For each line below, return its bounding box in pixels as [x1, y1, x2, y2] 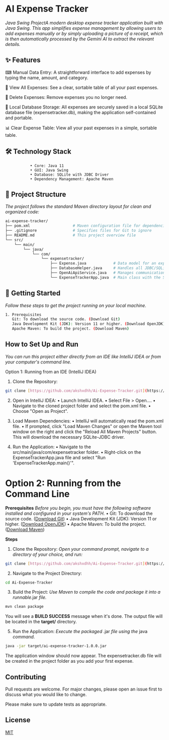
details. [5, 41, 21, 47]
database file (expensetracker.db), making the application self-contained [5, 109, 156, 115]
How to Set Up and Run [5, 340, 79, 349]
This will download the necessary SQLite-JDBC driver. [12, 434, 125, 440]
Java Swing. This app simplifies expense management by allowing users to [5, 25, 162, 31]
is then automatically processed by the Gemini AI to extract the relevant [5, 36, 154, 42]
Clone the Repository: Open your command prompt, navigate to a [12, 546, 149, 552]
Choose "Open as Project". [12, 408, 68, 414]
